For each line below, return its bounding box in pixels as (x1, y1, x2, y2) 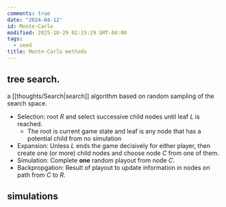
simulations (7, 191, 58, 202)
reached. (16, 119, 43, 127)
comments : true (7, 10, 51, 17)
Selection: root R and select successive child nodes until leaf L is (16, 112, 200, 121)
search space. (7, 99, 47, 107)
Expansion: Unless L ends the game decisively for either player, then (16, 141, 211, 149)
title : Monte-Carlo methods (7, 49, 88, 56)
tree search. (7, 73, 60, 86)
